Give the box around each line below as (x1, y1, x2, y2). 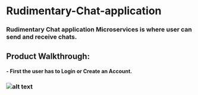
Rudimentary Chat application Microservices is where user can (6, 26, 192, 34)
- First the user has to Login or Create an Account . (6, 68, 133, 75)
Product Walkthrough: (6, 51, 90, 61)
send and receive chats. (6, 33, 77, 41)
